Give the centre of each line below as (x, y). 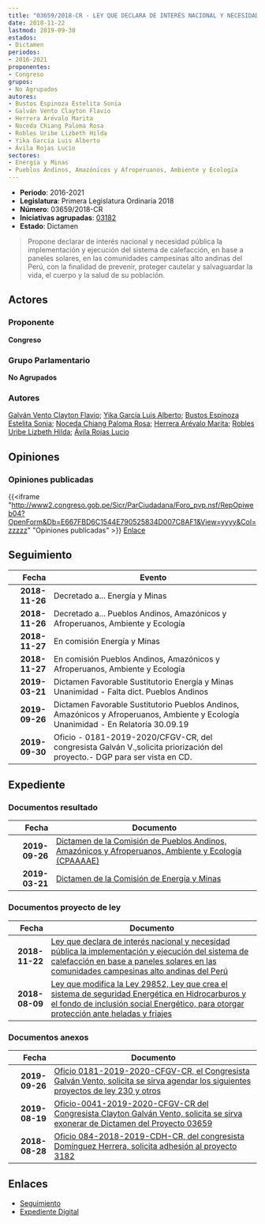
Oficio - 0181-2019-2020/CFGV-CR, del (133, 737)
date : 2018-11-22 (37, 23)
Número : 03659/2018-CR (61, 209)
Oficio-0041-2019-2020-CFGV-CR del (131, 1104)
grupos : (21, 81)
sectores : (24, 155)
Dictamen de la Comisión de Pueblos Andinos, (141, 841)
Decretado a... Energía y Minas (110, 596)
